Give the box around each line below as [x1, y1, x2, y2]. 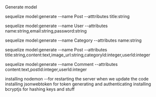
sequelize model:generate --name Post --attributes [5, 47, 108, 52]
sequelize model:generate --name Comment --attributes [5, 62, 118, 67]
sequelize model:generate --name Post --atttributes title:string [5, 14, 130, 19]
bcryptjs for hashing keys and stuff [5, 86, 75, 92]
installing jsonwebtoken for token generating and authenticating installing [5, 81, 151, 87]
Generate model [5, 4, 37, 10]
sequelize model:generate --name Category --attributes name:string [5, 37, 142, 43]
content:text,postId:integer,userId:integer [5, 66, 87, 72]
